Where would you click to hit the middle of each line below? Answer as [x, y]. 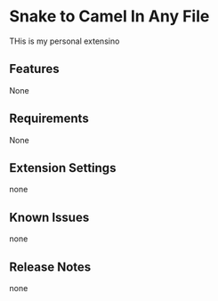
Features [34, 69]
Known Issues [49, 217]
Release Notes [50, 267]
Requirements [49, 119]
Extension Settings [63, 168]
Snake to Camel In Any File [109, 16]
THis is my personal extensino [65, 41]
